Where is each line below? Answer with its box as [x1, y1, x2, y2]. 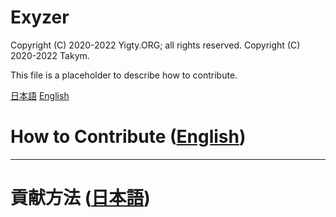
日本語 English [10, 89, 70, 101]
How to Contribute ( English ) [10, 126, 247, 148]
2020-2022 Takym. [10, 49, 90, 61]
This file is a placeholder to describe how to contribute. [10, 69, 238, 81]
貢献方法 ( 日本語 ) [10, 187, 151, 210]
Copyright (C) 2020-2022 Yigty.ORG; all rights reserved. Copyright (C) [10, 39, 301, 51]
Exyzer [10, 6, 70, 29]
